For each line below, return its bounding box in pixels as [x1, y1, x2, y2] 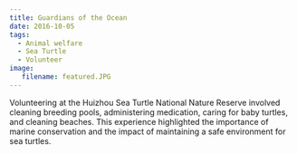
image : [9, 64, 34, 73]
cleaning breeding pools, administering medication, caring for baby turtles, [9, 106, 288, 118]
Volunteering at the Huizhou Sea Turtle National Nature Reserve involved [9, 97, 281, 108]
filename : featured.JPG [21, 72, 111, 82]
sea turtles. [9, 135, 52, 146]
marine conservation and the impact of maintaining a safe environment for [9, 126, 286, 137]
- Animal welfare [17, 38, 83, 48]
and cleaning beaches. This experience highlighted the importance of [9, 116, 269, 127]
